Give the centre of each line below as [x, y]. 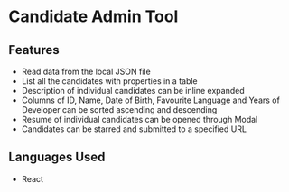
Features [34, 50]
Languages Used [57, 157]
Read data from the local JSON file [86, 71]
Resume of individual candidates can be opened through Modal [140, 119]
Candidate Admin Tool [93, 17]
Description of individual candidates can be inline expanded [133, 91]
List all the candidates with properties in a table [109, 81]
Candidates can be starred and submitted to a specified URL [134, 129]
